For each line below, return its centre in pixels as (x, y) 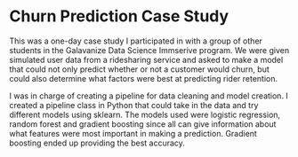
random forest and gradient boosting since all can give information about (143, 124)
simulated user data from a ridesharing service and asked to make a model (146, 59)
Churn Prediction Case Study (119, 16)
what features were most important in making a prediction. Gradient (133, 133)
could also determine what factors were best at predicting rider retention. (144, 78)
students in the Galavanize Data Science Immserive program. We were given (149, 50)
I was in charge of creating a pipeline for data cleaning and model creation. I (149, 96)
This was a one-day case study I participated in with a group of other (136, 41)
